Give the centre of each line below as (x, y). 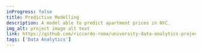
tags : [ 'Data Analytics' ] (38, 39)
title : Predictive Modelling (43, 17)
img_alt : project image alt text (48, 28)
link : (13, 34)
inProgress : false (29, 12)
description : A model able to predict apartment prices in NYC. (88, 23)
